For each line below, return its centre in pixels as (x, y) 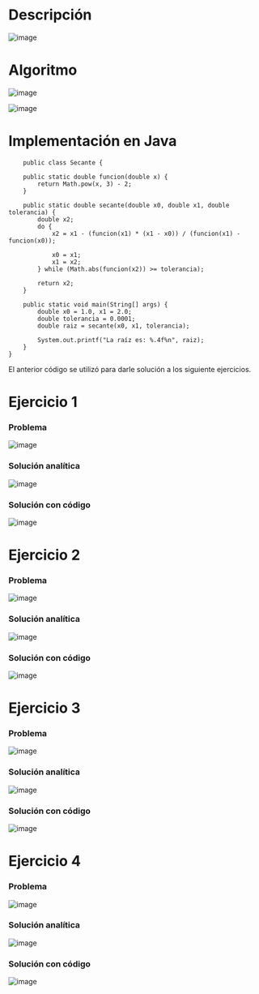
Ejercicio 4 (45, 861)
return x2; (56, 283)
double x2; (56, 219)
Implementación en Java (93, 141)
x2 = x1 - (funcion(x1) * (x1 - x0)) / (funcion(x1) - (146, 234)
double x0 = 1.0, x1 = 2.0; (85, 311)
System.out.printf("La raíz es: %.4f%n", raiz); (121, 340)
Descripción (50, 15)
